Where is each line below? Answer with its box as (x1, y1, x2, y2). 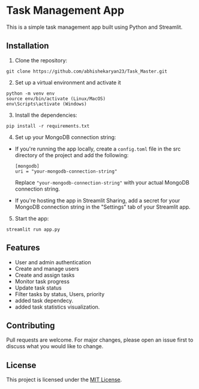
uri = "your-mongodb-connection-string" (14, 168, 117, 174)
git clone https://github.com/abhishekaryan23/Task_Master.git (6, 68, 168, 74)
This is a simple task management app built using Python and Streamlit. (6, 23, 183, 31)
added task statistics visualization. (14, 303, 100, 310)
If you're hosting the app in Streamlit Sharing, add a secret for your (14, 197, 180, 204)
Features (6, 243, 40, 253)
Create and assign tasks (14, 271, 75, 279)
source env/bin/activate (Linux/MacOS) (6, 95, 106, 102)
